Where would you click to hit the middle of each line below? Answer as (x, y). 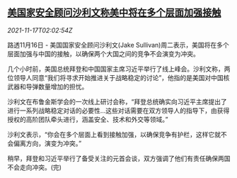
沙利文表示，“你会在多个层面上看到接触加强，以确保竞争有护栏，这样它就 (114, 134)
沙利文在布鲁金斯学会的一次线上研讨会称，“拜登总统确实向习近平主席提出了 (117, 101)
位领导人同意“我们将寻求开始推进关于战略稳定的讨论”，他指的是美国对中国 (116, 77)
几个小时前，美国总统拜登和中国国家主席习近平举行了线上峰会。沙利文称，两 (119, 69)
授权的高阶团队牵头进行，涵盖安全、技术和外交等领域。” (88, 119)
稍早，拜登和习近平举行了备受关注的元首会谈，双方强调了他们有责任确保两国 (119, 158)
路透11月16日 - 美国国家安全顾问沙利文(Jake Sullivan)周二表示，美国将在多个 (118, 45)
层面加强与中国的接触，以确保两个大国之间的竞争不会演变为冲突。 (103, 54)
